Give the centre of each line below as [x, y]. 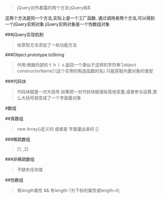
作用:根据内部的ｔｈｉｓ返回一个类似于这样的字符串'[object [76, 65]
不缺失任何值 [30, 170]
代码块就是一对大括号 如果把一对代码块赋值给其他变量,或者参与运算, [85, 92]
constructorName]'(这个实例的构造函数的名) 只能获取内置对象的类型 [85, 71]
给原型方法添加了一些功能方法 [47, 45]
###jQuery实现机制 [24, 34]
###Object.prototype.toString [35, 55]
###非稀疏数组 [20, 159]
